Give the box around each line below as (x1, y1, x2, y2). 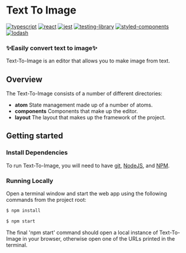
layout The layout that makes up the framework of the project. (14, 114, 166, 121)
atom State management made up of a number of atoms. (14, 101, 153, 109)
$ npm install (6, 208, 41, 214)
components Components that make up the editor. (14, 108, 138, 115)
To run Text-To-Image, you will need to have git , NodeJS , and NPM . (6, 162, 170, 169)
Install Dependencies (6, 148, 68, 157)
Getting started (6, 131, 64, 141)
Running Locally (6, 177, 54, 185)
